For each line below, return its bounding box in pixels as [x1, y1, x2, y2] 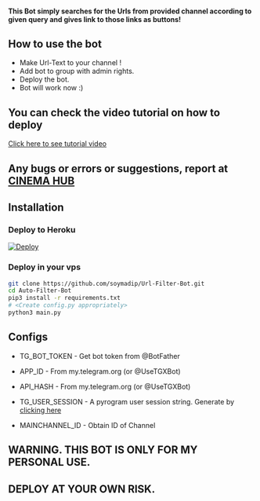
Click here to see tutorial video [8, 139, 107, 148]
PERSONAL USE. [8, 455, 91, 469]
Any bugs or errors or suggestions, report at [8, 162, 229, 175]
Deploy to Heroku [8, 224, 76, 235]
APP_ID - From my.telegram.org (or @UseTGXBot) [19, 366, 182, 376]
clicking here [19, 405, 62, 415]
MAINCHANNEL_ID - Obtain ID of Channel [19, 420, 156, 430]
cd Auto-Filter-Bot [8, 287, 72, 294]
